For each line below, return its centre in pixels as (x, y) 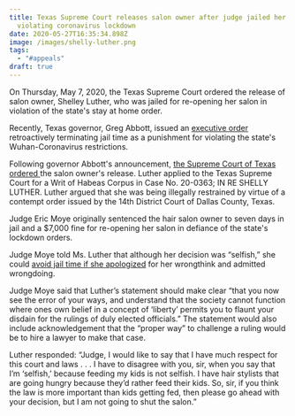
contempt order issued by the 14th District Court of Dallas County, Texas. (142, 201)
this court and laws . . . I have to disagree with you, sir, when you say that (142, 364)
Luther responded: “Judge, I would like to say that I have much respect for (144, 354)
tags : (19, 50)
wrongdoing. (32, 273)
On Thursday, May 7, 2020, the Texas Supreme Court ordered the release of (147, 92)
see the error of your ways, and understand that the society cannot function (147, 300)
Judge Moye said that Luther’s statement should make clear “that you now (144, 290)
